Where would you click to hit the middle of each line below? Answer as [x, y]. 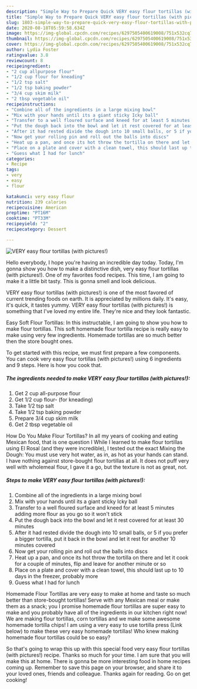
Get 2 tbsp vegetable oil [43, 424]
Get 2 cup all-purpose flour [47, 393]
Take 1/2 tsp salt [34, 406]
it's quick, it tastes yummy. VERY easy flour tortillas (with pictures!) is [90, 305]
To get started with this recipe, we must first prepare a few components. [93, 352]
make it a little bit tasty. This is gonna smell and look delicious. [81, 281]
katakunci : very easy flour [40, 196]
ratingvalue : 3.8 [27, 55]
